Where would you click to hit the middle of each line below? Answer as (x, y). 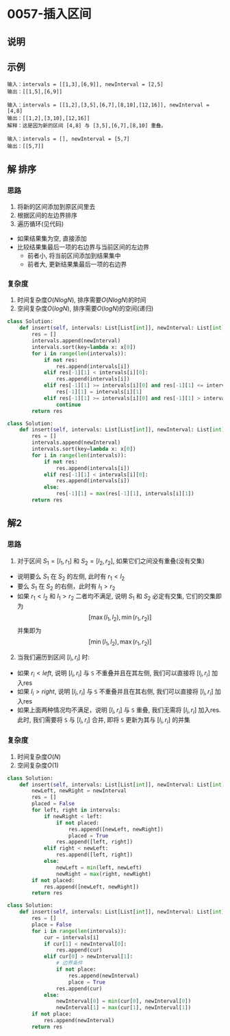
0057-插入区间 (49, 14)
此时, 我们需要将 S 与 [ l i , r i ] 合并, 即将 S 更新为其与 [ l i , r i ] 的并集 (103, 720)
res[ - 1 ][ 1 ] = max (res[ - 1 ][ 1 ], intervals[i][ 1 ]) (125, 494)
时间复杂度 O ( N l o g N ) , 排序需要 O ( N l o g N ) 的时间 (81, 300)
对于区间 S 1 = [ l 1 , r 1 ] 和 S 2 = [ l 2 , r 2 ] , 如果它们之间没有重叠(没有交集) (111, 562)
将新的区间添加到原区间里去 (56, 207)
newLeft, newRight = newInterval (79, 791)
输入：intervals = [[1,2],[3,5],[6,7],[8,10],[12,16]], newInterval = (108, 105)
